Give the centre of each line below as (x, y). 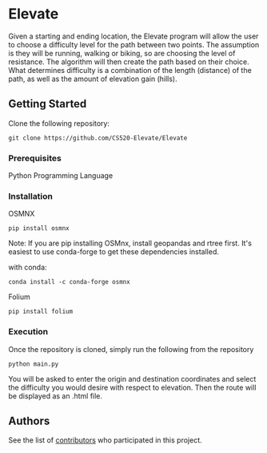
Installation (31, 196)
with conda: (28, 267)
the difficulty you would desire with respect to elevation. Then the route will (132, 387)
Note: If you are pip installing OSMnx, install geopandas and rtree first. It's (130, 243)
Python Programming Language (61, 176)
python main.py (34, 364)
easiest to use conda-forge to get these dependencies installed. (114, 252)
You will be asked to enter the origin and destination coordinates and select (132, 378)
